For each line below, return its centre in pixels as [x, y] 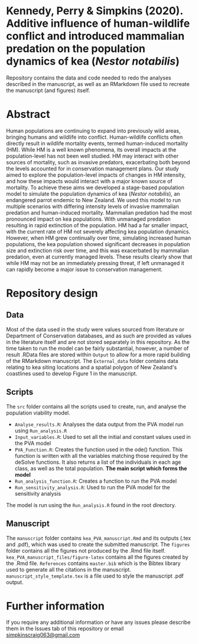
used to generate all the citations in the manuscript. [69, 569]
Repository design [52, 293]
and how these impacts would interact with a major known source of [89, 181]
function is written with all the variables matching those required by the [101, 455]
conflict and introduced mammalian [95, 36]
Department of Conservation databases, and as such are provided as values [99, 336]
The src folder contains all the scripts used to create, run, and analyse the [96, 406]
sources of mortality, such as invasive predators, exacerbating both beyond [98, 162]
